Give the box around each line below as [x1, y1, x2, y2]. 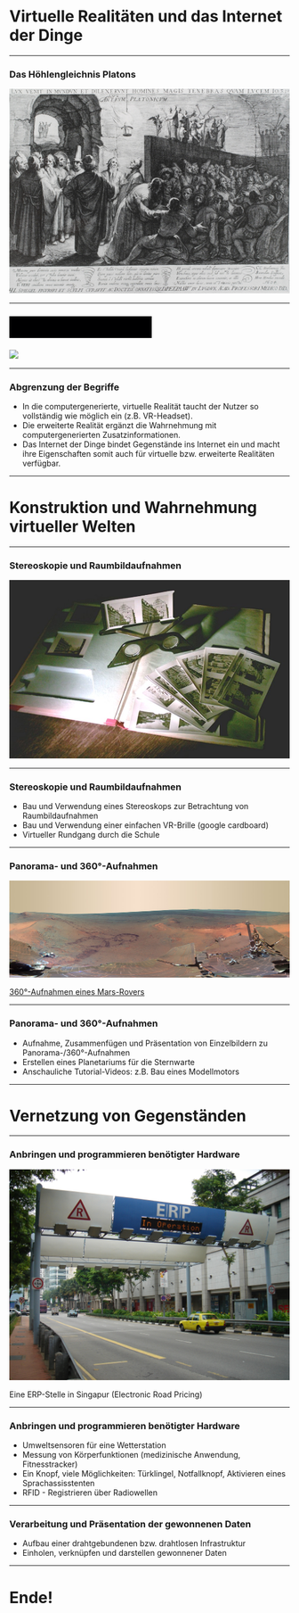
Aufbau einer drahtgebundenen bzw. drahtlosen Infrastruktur [21, 1538, 246, 1549]
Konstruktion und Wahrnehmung [9, 498, 258, 518]
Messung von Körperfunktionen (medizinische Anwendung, [21, 1450, 241, 1460]
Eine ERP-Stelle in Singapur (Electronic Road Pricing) [9, 1389, 203, 1400]
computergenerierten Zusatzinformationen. [21, 430, 181, 440]
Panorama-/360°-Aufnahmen [21, 1046, 131, 1058]
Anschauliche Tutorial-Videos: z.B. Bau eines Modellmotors [21, 1066, 240, 1077]
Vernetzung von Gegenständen [9, 1105, 246, 1126]
